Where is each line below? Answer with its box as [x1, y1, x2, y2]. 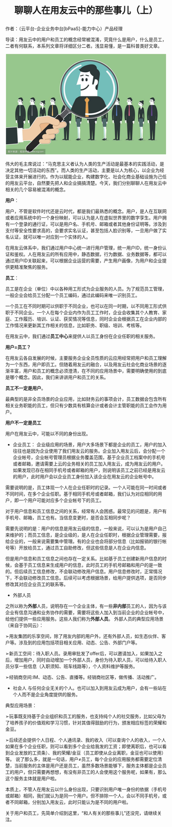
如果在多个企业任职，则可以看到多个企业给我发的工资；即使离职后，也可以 [5, 743, 162, 749]
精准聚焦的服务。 [14, 264, 50, 270]
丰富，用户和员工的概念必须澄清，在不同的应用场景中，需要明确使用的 [9, 368, 158, 374]
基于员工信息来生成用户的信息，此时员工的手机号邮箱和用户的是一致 [18, 562, 162, 568]
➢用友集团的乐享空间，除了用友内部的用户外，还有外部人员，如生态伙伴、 [5, 633, 162, 639]
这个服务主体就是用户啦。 [5, 775, 59, 781]
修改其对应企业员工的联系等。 [5, 581, 68, 587]
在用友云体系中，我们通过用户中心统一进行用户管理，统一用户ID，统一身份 [5, 245, 162, 251]
